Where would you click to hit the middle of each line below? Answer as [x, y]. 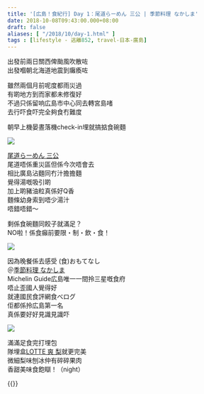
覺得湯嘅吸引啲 [29, 182]
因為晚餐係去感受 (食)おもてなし [54, 261]
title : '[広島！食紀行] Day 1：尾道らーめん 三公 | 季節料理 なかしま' [103, 14]
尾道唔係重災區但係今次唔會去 [51, 165]
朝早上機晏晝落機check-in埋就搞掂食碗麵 [67, 127]
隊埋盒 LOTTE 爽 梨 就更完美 [47, 351]
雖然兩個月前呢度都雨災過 [45, 85]
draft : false [27, 27]
